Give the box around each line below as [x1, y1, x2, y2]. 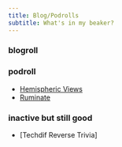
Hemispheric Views [19, 84, 83, 93]
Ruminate [19, 92, 51, 102]
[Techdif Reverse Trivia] [19, 130, 98, 140]
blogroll [8, 45, 39, 56]
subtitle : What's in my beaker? [8, 19, 114, 27]
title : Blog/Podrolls [8, 11, 79, 20]
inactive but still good [8, 112, 93, 123]
